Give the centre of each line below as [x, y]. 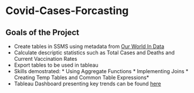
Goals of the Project [42, 32]
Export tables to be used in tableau [56, 65]
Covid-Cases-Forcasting [67, 11]
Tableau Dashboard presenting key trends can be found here [88, 84]
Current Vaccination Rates [45, 59]
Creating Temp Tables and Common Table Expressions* [81, 77]
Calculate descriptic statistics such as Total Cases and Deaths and [94, 53]
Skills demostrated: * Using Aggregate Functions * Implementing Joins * [101, 71]
